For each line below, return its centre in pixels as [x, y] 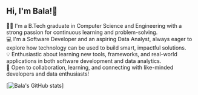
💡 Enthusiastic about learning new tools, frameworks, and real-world [92, 54]
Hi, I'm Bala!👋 [32, 11]
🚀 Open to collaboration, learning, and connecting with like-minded [90, 67]
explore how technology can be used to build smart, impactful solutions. [96, 47]
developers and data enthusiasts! [48, 74]
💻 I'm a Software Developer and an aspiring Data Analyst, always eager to [99, 39]
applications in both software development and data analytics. [84, 61]
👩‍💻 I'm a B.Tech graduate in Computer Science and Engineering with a [94, 25]
